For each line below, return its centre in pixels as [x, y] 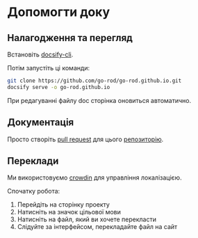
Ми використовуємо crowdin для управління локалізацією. [94, 177]
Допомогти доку [59, 12]
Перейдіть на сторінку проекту [63, 205]
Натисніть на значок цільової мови [69, 212]
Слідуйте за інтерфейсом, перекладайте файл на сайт [97, 227]
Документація [41, 122]
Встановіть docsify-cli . [40, 54]
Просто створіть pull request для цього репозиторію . [85, 139]
